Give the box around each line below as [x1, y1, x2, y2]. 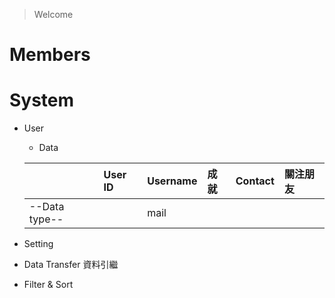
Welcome [33, 9, 74, 20]
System [9, 89, 75, 112]
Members [9, 44, 91, 66]
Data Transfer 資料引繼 [23, 259, 119, 271]
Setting [23, 238, 54, 250]
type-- [28, 212, 64, 226]
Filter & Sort [23, 279, 74, 291]
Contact [235, 174, 275, 188]
